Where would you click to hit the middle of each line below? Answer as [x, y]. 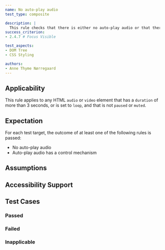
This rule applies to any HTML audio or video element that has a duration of [82, 100]
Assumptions [26, 168]
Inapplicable [20, 242]
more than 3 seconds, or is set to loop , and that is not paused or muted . [76, 105]
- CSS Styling [20, 55]
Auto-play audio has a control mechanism [55, 153]
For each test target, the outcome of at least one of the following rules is [78, 133]
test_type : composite [27, 14]
